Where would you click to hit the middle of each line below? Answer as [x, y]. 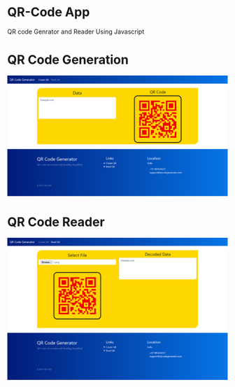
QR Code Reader [56, 222]
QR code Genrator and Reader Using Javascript [76, 31]
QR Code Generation [68, 60]
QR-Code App [49, 12]
